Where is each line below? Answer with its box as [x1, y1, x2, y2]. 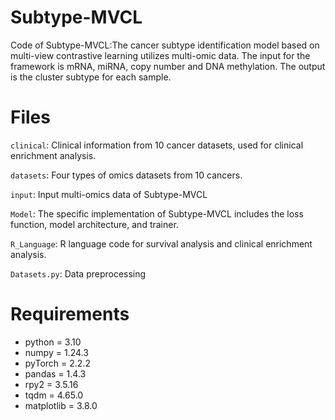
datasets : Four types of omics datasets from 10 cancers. [10, 169, 243, 181]
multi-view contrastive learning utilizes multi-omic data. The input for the [10, 49, 311, 61]
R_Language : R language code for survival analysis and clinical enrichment [10, 237, 313, 250]
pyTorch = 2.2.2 [24, 357, 91, 369]
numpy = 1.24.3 [24, 346, 89, 358]
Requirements [10, 303, 130, 326]
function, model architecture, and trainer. [10, 218, 179, 230]
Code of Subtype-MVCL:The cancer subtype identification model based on [10, 39, 320, 51]
